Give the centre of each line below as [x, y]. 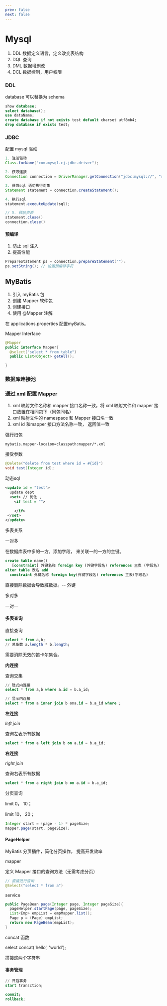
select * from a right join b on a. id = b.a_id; [56, 783]
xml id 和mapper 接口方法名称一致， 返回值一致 [61, 424]
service [13, 895]
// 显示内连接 [18, 699]
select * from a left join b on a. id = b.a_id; [55, 743]
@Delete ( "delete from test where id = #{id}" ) [54, 463]
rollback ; [15, 999]
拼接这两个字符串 [23, 957]
